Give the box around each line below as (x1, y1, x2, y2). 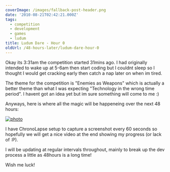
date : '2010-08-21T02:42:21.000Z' (5, 12, 79, 17)
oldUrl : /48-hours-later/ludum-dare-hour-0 (5, 45, 100, 50)
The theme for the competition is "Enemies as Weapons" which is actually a (5, 80, 164, 86)
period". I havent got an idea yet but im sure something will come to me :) (5, 91, 159, 97)
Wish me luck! (5, 161, 35, 168)
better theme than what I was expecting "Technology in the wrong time (5, 85, 155, 92)
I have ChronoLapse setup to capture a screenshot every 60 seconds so (5, 126, 157, 132)
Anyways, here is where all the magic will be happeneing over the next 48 (5, 100, 161, 107)
